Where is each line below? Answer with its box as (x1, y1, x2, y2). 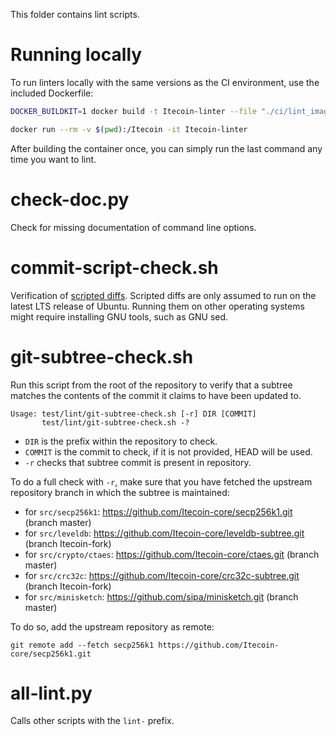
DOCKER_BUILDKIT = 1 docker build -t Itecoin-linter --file (10, 106, 257, 116)
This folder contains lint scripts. (10, 9, 140, 20)
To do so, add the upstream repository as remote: (10, 620, 215, 633)
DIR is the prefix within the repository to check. (24, 435, 218, 447)
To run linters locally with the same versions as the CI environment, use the (10, 76, 320, 88)
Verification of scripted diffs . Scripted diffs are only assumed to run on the (10, 289, 317, 301)
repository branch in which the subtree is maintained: (10, 486, 230, 498)
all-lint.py (10, 682, 93, 704)
